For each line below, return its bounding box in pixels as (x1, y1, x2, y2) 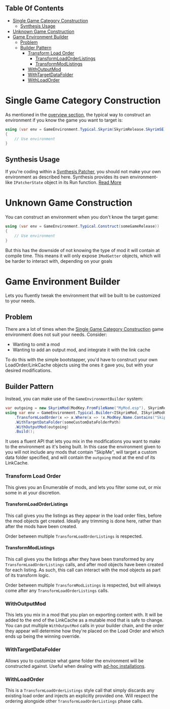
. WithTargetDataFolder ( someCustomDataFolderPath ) (14, 419, 121, 425)
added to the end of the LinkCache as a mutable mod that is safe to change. (5, 617, 163, 623)
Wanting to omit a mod (12, 342, 60, 348)
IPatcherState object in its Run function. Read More (13, 179, 121, 186)
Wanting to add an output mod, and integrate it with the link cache (12, 347, 151, 353)
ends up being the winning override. (5, 633, 81, 639)
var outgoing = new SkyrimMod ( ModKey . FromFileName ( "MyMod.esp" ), (5, 406, 146, 411)
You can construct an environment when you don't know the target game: (5, 214, 159, 220)
